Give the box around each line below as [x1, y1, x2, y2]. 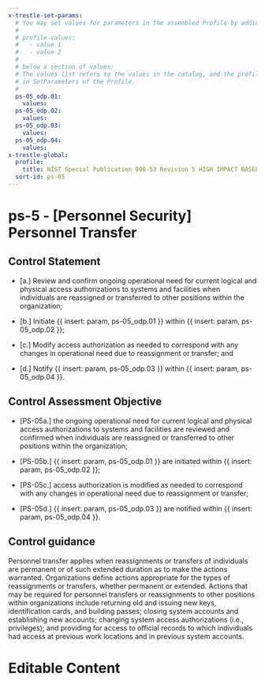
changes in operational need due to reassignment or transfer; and [19, 348, 234, 357]
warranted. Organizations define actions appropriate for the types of [8, 573, 231, 582]
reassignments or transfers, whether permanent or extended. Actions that [8, 581, 248, 590]
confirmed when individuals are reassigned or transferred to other [19, 432, 235, 442]
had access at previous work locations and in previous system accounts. [8, 631, 244, 641]
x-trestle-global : [8, 151, 69, 159]
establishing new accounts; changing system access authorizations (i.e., [8, 615, 244, 624]
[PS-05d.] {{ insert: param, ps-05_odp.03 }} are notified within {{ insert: [19, 503, 252, 513]
